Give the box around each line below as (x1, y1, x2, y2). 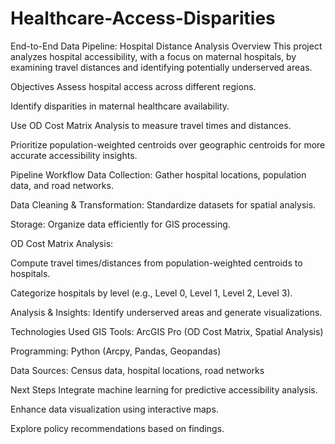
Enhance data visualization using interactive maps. (10, 403, 219, 415)
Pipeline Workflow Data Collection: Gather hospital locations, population (10, 168, 307, 181)
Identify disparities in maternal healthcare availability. (10, 100, 230, 112)
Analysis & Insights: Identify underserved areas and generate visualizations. (10, 306, 323, 318)
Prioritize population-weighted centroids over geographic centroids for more (10, 138, 326, 151)
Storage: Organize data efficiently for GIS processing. (10, 218, 231, 230)
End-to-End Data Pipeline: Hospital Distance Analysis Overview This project (10, 40, 323, 52)
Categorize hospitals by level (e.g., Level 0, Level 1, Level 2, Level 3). (10, 287, 293, 299)
